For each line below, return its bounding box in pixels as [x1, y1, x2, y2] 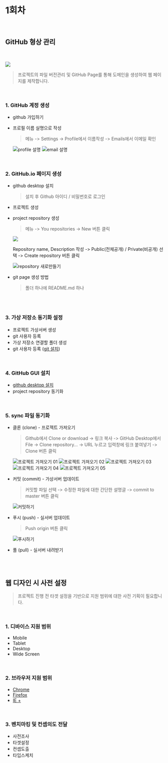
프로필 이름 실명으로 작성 [12, 125, 62, 131]
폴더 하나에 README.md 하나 [25, 285, 85, 291]
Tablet [12, 640, 26, 646]
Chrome [12, 686, 30, 692]
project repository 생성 [12, 215, 60, 221]
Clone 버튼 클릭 [25, 448, 57, 454]
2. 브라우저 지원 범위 [5, 675, 52, 682]
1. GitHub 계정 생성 [5, 102, 50, 109]
